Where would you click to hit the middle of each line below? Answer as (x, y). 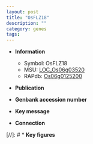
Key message (32, 111)
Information (30, 51)
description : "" (26, 23)
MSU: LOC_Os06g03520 (54, 70)
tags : (13, 34)
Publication (29, 88)
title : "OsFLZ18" (28, 18)
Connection (30, 123)
